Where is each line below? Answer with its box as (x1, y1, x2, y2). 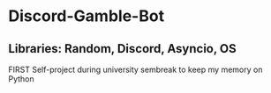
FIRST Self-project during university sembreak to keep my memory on (8, 64, 263, 75)
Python (8, 74, 34, 84)
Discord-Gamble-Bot (8, 6, 165, 26)
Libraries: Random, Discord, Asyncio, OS (8, 41, 237, 56)
